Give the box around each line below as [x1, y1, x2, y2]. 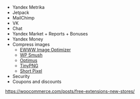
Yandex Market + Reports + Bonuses [12, 31, 88, 36]
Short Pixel [19, 68, 42, 74]
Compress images [12, 41, 50, 47]
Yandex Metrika [12, 4, 45, 10]
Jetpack [12, 9, 29, 15]
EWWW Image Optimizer [19, 47, 71, 52]
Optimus [19, 57, 37, 63]
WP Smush [19, 52, 43, 58]
